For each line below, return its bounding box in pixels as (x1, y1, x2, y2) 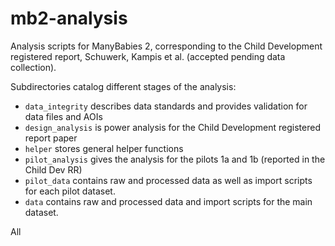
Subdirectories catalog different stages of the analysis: (10, 80, 237, 92)
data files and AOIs (24, 110, 103, 122)
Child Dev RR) (24, 163, 83, 176)
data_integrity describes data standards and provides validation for (24, 100, 308, 112)
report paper (24, 132, 78, 144)
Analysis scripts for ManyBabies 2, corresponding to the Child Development (10, 40, 323, 52)
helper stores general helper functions (24, 142, 184, 154)
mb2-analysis (10, 7, 128, 30)
